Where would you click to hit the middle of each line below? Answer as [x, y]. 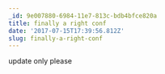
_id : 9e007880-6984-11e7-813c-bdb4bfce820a [83, 16]
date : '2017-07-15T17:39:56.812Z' [67, 31]
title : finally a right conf [57, 23]
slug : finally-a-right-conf [56, 38]
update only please [40, 61]
